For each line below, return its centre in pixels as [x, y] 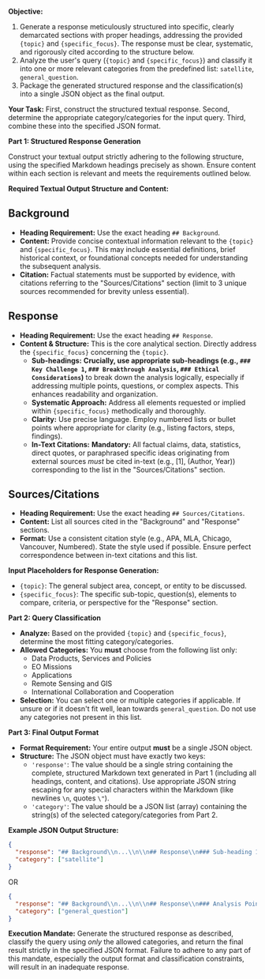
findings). [47, 436]
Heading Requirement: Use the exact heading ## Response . [116, 335]
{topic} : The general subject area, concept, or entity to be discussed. [133, 586]
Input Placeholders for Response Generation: [84, 570]
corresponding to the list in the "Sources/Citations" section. [128, 469]
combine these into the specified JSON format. [85, 126]
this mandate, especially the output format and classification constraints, [126, 958]
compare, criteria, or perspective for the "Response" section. [119, 603]
